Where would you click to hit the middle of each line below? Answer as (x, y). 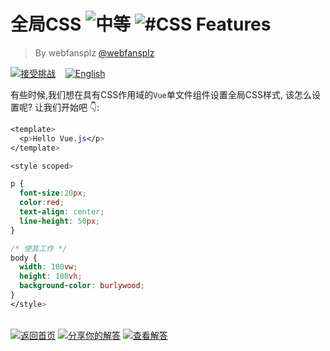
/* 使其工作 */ (39, 248)
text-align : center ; (62, 212)
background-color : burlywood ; (82, 286)
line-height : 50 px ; (60, 221)
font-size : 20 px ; (53, 193)
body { (24, 258)
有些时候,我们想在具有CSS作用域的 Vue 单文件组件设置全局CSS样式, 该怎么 (161, 94)
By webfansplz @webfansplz (94, 52)
